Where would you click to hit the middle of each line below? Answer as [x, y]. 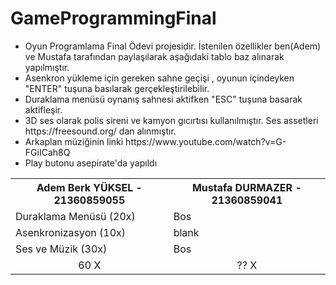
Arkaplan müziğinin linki [74, 141]
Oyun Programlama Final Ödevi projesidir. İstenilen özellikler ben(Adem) [173, 46]
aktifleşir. [43, 109]
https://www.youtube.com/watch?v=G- [206, 141]
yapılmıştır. [47, 67]
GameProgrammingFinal [113, 18]
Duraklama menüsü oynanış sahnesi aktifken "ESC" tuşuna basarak [163, 99]
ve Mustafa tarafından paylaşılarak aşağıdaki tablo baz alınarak [154, 56]
